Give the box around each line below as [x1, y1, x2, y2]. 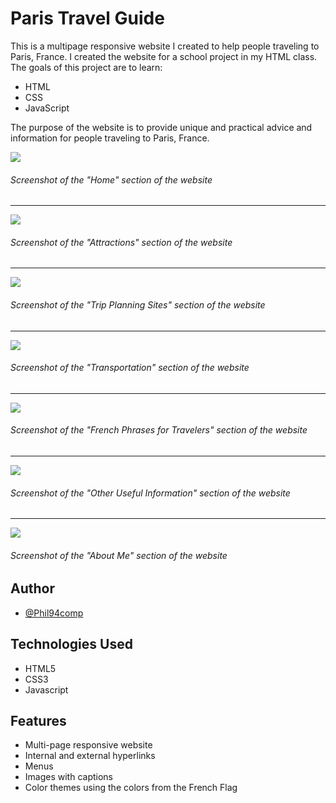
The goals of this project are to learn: [10, 61, 163, 73]
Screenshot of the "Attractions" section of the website [10, 236, 233, 248]
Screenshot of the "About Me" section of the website [10, 549, 228, 561]
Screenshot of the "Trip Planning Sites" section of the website [10, 298, 266, 311]
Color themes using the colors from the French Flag [24, 782, 238, 794]
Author [10, 580, 55, 597]
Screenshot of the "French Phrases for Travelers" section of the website [10, 424, 308, 436]
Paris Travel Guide [10, 7, 165, 30]
